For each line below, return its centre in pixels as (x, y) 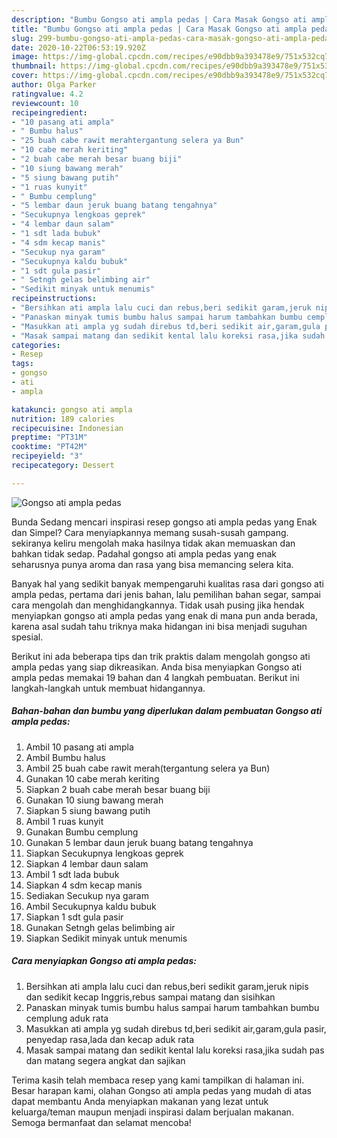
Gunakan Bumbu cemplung (82, 832)
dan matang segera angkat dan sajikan (105, 1060)
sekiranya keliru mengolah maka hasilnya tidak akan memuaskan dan (153, 543)
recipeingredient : (49, 112)
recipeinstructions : (54, 299)
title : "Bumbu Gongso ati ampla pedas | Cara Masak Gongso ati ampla (159, 29)
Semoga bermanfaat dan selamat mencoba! (101, 1122)
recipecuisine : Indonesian (67, 428)
